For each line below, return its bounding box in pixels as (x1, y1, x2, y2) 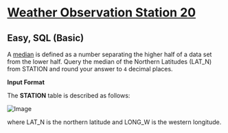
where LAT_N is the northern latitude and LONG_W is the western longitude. (7, 118, 222, 126)
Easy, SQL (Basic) (7, 32, 84, 44)
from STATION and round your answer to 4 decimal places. (7, 65, 173, 73)
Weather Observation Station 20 (7, 5, 196, 21)
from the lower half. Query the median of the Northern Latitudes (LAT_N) (7, 58, 212, 66)
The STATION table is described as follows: (7, 91, 130, 99)
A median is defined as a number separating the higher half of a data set (7, 50, 212, 58)
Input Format (7, 78, 45, 86)
